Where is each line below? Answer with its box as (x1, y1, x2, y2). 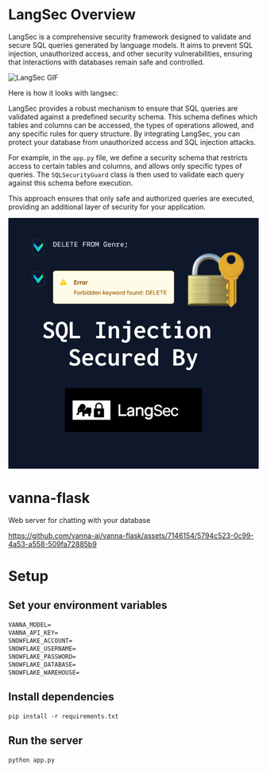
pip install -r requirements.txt (8, 712, 119, 720)
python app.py (8, 756, 56, 764)
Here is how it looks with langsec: (8, 88, 118, 97)
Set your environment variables (8, 598, 168, 612)
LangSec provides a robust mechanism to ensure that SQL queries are (8, 103, 238, 113)
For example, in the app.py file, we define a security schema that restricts (8, 153, 248, 162)
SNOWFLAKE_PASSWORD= (8, 653, 77, 661)
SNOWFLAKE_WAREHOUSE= (8, 669, 80, 676)
